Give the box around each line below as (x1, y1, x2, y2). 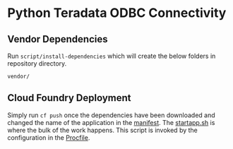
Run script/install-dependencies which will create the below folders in (7, 52, 216, 60)
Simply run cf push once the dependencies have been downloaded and (7, 111, 215, 119)
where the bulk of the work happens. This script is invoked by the (7, 126, 198, 134)
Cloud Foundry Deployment (7, 92, 132, 104)
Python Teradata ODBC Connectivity (7, 5, 227, 21)
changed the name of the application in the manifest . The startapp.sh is (7, 118, 215, 126)
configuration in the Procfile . (7, 133, 90, 142)
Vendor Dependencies (7, 33, 108, 45)
